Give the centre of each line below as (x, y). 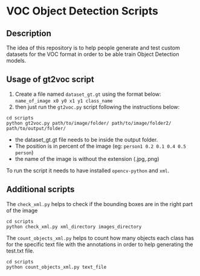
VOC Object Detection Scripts (82, 11)
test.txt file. (20, 251)
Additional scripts (40, 190)
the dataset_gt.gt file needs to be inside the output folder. (86, 139)
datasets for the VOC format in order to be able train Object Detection (93, 54)
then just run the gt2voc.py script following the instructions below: (97, 107)
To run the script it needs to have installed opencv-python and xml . (88, 171)
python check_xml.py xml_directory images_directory (74, 227)
